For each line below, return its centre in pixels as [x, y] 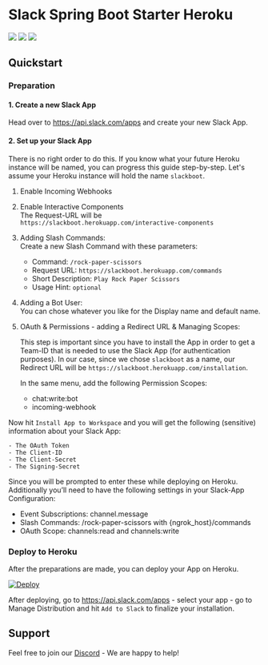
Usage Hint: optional [66, 287]
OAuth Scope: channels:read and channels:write [100, 531]
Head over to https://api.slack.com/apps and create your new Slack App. [128, 122]
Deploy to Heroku [43, 552]
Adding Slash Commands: [62, 237]
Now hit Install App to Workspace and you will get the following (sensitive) [132, 422]
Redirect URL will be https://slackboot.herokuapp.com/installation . [134, 367]
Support [29, 633]
